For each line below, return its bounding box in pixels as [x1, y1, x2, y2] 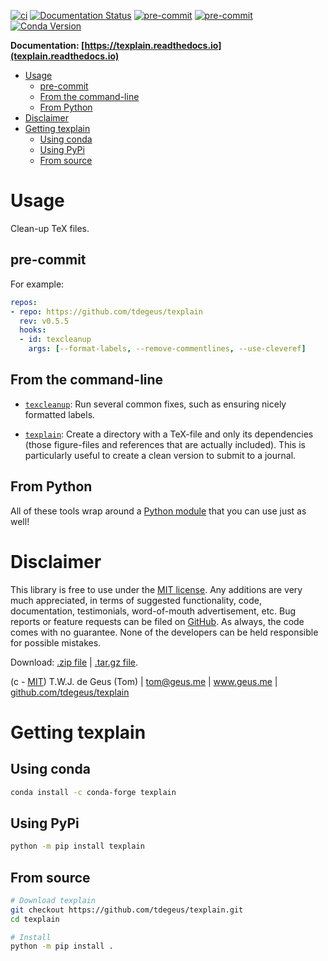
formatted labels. [24, 408, 96, 420]
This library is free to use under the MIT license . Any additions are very [10, 583, 303, 595]
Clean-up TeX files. [10, 222, 90, 234]
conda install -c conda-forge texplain [10, 787, 177, 797]
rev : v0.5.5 [19, 316, 70, 326]
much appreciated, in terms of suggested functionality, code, [10, 594, 262, 606]
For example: [10, 278, 65, 290]
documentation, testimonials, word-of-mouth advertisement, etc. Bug [10, 605, 297, 617]
